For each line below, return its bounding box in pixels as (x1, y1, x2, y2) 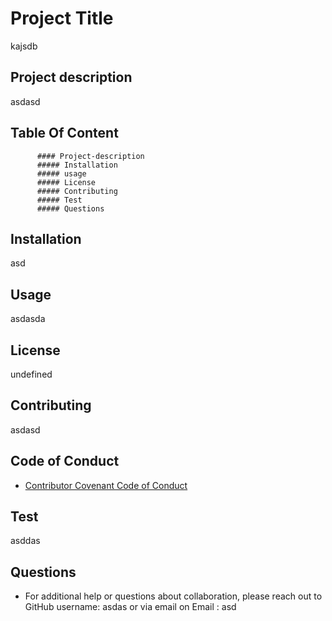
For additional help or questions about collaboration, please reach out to (24, 590, 323, 602)
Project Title (10, 7, 114, 30)
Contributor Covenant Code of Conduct (24, 479, 188, 491)
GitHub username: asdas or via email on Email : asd (24, 601, 237, 613)
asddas (10, 535, 41, 547)
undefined (10, 368, 53, 380)
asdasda (10, 313, 46, 325)
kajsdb (10, 40, 38, 52)
